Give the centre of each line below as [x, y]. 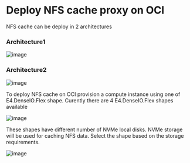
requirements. [23, 142]
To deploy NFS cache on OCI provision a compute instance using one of [93, 94]
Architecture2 [26, 70]
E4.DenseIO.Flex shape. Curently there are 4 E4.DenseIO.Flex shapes [90, 100]
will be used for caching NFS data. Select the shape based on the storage [95, 135]
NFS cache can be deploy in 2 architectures [59, 26]
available [17, 107]
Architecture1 [26, 42]
